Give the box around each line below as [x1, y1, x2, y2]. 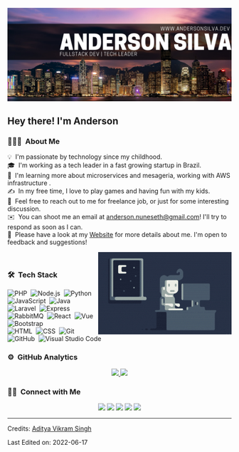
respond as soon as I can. [7, 223, 83, 231]
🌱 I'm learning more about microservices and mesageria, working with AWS [7, 172, 230, 180]
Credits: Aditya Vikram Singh [7, 424, 92, 433]
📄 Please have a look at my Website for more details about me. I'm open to [7, 231, 228, 239]
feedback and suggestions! [7, 238, 87, 246]
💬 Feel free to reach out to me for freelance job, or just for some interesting [7, 197, 229, 206]
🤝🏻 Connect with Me [7, 387, 81, 396]
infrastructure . [7, 179, 51, 187]
